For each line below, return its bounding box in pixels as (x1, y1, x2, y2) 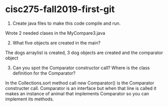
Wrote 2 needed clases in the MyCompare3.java (5, 30, 105, 36)
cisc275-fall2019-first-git (5, 4, 115, 15)
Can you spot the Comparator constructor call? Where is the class (12, 65, 150, 71)
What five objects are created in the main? (12, 39, 101, 46)
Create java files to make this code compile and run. (12, 20, 121, 26)
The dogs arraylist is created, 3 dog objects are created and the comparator (5, 49, 163, 56)
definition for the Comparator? (12, 70, 76, 76)
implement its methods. (5, 96, 54, 102)
